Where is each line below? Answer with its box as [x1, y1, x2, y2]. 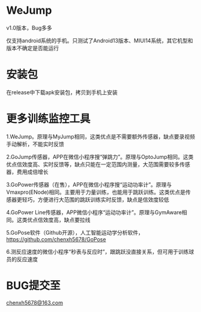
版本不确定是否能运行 [6, 44, 59, 52]
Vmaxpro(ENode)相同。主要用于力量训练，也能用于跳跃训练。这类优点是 [6, 188, 186, 196]
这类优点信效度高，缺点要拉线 [16, 216, 91, 223]
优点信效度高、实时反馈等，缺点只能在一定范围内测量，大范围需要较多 [6, 160, 180, 168]
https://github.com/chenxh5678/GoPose [6, 235, 106, 243]
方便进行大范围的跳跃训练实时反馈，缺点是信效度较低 [37, 196, 169, 203]
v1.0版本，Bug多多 [6, 24, 53, 31]
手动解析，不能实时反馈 [6, 140, 64, 148]
